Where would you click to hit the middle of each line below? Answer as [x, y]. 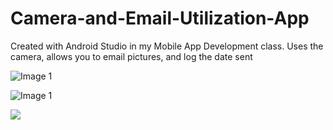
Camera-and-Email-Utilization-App [160, 18]
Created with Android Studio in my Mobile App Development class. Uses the [167, 46]
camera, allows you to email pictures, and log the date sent [131, 56]
